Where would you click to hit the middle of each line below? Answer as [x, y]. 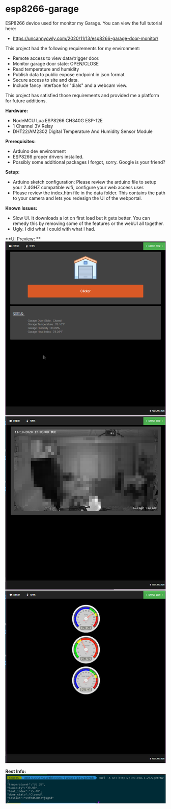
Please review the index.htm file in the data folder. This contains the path [89, 193]
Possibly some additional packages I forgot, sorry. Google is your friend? [89, 162]
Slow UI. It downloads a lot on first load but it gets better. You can [81, 218]
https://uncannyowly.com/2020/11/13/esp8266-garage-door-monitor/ [85, 38]
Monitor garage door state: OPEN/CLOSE [56, 63]
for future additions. [26, 101]
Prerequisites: [21, 141]
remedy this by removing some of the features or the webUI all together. [88, 223]
